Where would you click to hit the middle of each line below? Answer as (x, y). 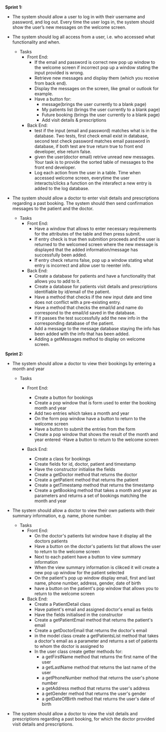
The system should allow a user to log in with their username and (79, 17)
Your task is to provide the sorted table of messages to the (94, 162)
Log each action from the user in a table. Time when (87, 172)
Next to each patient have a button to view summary (88, 557)
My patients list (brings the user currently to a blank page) (101, 109)
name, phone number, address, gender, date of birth (88, 583)
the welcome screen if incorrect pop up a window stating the (96, 67)
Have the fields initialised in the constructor (79, 615)
